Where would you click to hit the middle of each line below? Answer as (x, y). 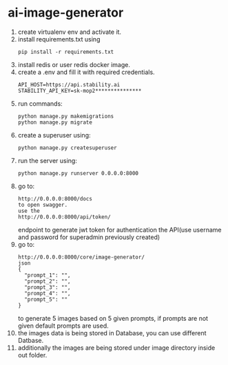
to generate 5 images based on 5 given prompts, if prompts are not (113, 318)
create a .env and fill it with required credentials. (86, 72)
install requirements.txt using (59, 39)
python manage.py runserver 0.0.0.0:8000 (78, 173)
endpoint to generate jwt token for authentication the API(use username (120, 230)
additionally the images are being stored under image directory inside (116, 348)
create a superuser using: (54, 135)
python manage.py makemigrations (66, 116)
